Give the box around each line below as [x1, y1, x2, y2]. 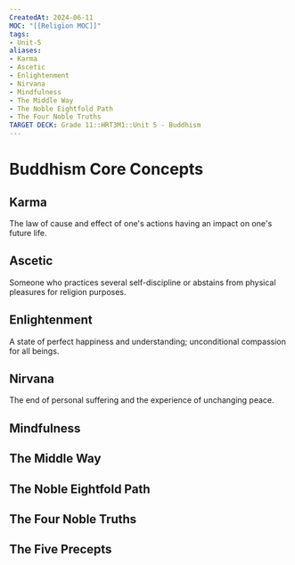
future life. [9, 228, 47, 238]
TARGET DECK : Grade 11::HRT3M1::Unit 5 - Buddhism [9, 121, 201, 130]
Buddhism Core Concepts [9, 160, 203, 179]
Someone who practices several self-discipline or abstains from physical [9, 277, 276, 288]
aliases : [9, 46, 42, 55]
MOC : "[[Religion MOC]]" [9, 21, 102, 30]
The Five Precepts [9, 542, 112, 557]
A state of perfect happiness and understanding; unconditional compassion [9, 336, 287, 347]
